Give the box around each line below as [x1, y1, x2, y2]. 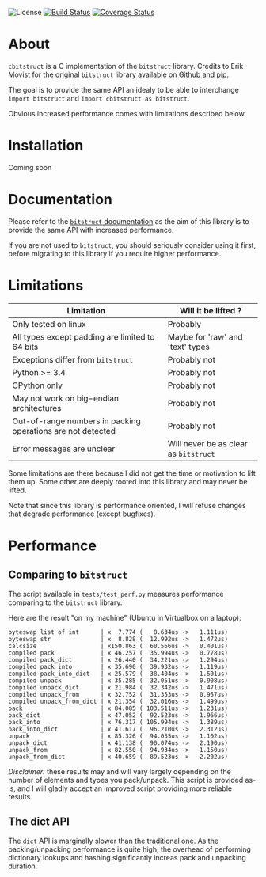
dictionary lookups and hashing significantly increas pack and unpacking [8, 852, 247, 862]
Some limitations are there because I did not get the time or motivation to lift [8, 468, 256, 478]
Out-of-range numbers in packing [12, 416, 141, 427]
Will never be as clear [167, 438, 248, 449]
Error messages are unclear [12, 443, 116, 454]
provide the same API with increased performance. [8, 225, 174, 234]
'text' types [167, 341, 210, 352]
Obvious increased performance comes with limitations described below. [8, 108, 247, 118]
